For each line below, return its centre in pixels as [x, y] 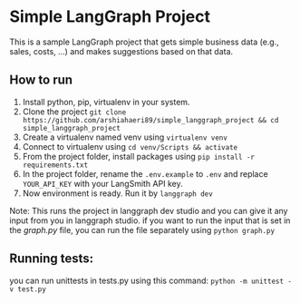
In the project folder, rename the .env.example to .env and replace [145, 173]
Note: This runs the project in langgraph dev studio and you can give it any [149, 210]
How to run [41, 80]
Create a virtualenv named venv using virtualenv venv [125, 137]
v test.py [28, 289]
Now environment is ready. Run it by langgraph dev [117, 193]
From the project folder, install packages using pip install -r [139, 156]
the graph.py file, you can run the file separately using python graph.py [142, 230]
